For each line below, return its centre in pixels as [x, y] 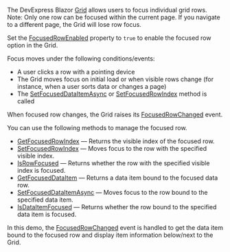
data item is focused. [47, 214]
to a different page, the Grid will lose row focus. [74, 24]
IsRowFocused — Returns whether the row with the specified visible [113, 163]
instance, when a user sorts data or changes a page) [92, 86]
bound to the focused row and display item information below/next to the [110, 235]
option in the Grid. [33, 45]
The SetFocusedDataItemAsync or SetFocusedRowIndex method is [112, 94]
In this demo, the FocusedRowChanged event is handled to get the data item [115, 228]
